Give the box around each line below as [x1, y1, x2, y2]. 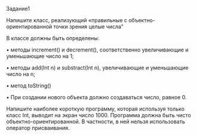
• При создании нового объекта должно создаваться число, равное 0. [6, 94, 187, 101]
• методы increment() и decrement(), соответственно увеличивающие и [6, 46, 189, 53]
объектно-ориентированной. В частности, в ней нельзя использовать [6, 118, 185, 125]
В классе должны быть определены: [6, 35, 100, 41]
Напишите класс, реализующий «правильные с [6, 17, 127, 23]
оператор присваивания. [6, 124, 70, 131]
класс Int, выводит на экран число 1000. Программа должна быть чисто [6, 112, 191, 118]
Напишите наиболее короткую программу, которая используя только [6, 105, 185, 112]
